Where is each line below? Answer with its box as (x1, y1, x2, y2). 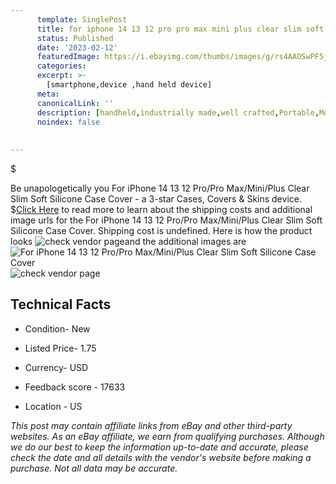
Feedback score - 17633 (24, 381, 126, 393)
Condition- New (24, 322, 91, 335)
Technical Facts (10, 296, 112, 313)
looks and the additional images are (10, 236, 247, 247)
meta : (36, 89, 60, 99)
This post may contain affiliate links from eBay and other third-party (10, 419, 293, 431)
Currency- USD (24, 361, 89, 373)
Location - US (24, 400, 83, 412)
